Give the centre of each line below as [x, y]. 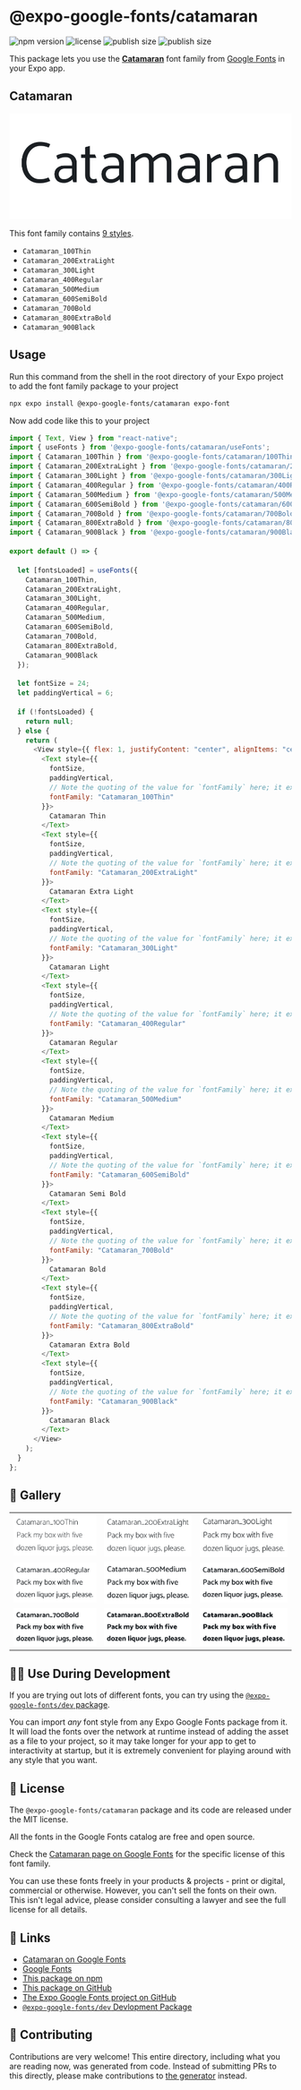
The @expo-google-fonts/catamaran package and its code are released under [150, 1810]
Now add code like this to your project [80, 420]
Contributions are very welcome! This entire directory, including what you [145, 2056]
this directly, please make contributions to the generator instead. [129, 2076]
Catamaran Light [79, 967]
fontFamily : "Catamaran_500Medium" [115, 1099]
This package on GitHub [67, 1987]
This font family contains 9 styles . [72, 233]
